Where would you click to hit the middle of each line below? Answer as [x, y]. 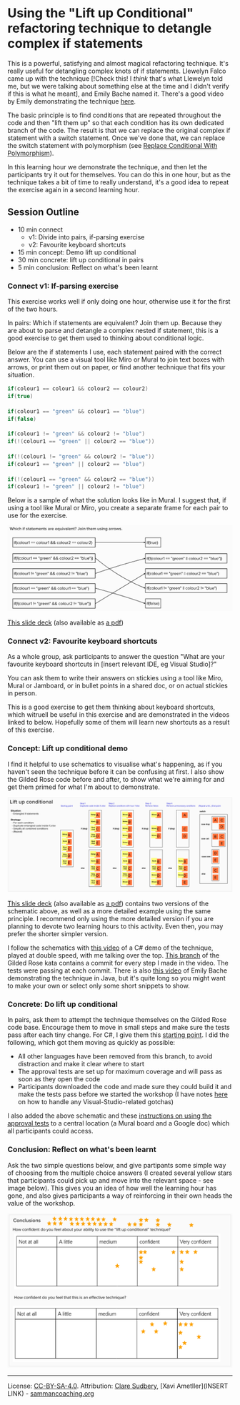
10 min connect [40, 229]
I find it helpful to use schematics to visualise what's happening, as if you [115, 764]
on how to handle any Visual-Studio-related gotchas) [95, 1102]
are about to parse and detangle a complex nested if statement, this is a [113, 331]
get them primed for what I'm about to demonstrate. [84, 787]
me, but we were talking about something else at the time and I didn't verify [119, 86]
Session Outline [44, 212]
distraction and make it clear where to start [81, 1064]
